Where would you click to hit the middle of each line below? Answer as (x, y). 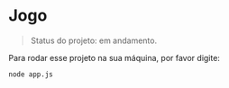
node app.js (31, 74)
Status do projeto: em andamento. (94, 40)
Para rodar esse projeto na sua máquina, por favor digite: (114, 57)
